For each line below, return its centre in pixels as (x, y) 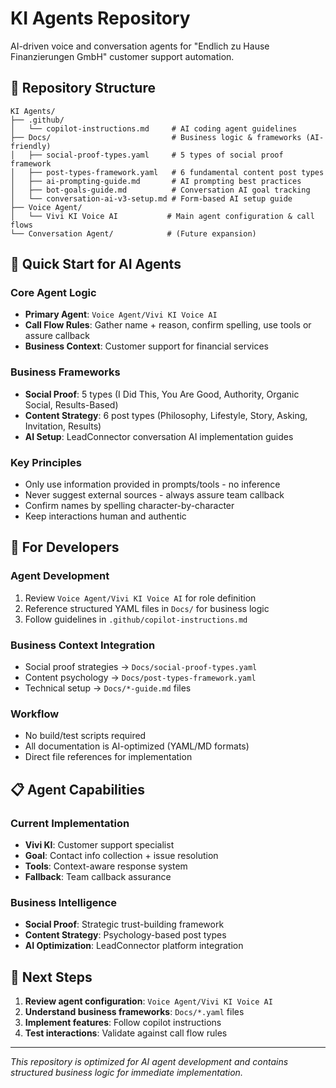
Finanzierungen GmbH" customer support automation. (122, 56)
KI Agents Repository (100, 18)
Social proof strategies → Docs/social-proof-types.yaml (141, 667)
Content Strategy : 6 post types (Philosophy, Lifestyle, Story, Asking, (166, 415)
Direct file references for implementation (108, 757)
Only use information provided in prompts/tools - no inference (152, 484)
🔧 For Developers (65, 547)
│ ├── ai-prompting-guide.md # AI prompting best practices (156, 181)
